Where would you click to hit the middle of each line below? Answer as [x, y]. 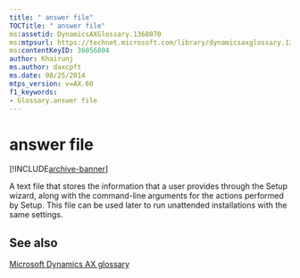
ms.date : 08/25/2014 [48, 76]
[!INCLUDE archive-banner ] [59, 169]
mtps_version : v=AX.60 [51, 84]
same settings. [36, 215]
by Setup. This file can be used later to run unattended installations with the [148, 205]
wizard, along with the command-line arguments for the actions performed [146, 196]
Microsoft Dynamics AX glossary [70, 265]
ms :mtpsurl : [31, 42]
